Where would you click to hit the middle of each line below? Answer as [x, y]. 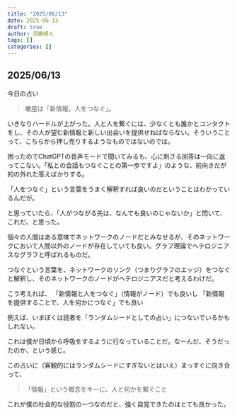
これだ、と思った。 [35, 222]
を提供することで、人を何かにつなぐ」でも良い [75, 302]
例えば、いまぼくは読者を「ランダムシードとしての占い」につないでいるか [116, 317]
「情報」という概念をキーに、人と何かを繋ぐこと [96, 389]
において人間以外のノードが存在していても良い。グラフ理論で [103, 246]
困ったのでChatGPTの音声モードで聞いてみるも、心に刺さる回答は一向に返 [116, 156]
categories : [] [30, 47]
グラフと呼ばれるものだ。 [57, 254]
